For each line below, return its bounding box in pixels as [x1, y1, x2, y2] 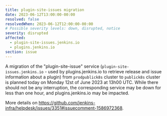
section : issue [5, 49, 37, 54]
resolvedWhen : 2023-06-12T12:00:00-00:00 [5, 21, 94, 27]
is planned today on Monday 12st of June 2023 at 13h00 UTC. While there [5, 79, 158, 85]
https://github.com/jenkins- [38, 99, 96, 105]
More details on [5, 99, 38, 105]
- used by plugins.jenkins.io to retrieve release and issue [44, 68, 162, 74]
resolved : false [5, 17, 39, 22]
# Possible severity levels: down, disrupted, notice [5, 26, 121, 31]
